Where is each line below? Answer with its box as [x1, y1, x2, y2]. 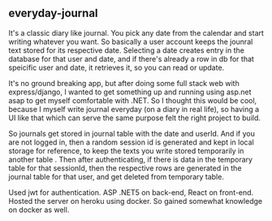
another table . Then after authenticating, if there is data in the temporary [8, 154, 253, 164]
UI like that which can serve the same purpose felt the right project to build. [8, 113, 261, 123]
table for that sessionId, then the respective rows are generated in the [8, 162, 242, 173]
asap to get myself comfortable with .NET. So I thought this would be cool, [8, 95, 257, 105]
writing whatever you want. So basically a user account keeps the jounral [8, 37, 253, 46]
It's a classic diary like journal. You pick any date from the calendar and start [8, 28, 264, 37]
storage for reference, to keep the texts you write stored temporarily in [8, 145, 244, 155]
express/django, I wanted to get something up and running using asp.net [8, 87, 252, 97]
